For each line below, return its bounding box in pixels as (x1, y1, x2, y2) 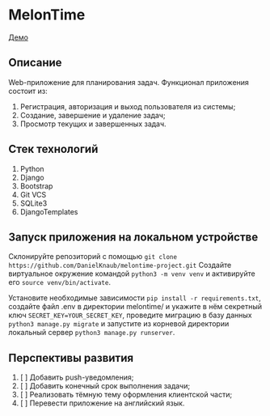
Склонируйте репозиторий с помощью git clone (8, 252, 178, 261)
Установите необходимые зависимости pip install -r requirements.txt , (8, 293, 261, 303)
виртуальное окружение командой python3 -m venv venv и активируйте (8, 269, 256, 278)
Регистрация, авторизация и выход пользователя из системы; (19, 101, 236, 111)
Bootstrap (19, 180, 53, 191)
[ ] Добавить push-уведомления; (19, 372, 134, 382)
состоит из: (8, 86, 49, 96)
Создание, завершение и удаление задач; (19, 110, 166, 120)
